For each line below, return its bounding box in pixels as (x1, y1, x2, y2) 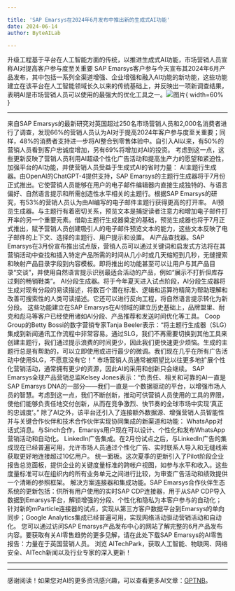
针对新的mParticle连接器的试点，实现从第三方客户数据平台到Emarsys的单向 (7, 505, 225, 513)
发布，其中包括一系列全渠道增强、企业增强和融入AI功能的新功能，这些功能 (13, 73, 228, 81)
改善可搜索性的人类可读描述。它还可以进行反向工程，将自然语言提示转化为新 (7, 295, 228, 303)
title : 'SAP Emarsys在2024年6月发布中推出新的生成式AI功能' (7, 16, 170, 23)
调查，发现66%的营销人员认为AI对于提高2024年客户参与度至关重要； (19, 128, 220, 137)
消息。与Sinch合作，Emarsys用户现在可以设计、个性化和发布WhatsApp (19, 426, 225, 434)
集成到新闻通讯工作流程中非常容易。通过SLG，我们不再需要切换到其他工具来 (7, 330, 227, 338)
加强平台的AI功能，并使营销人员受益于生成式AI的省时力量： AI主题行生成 (7, 163, 217, 172)
